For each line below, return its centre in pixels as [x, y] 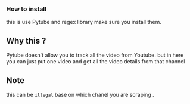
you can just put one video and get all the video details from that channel [96, 62]
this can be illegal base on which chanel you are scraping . [80, 94]
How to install [26, 9]
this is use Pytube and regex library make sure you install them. [84, 22]
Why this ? [26, 41]
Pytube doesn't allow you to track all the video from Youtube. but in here [95, 55]
